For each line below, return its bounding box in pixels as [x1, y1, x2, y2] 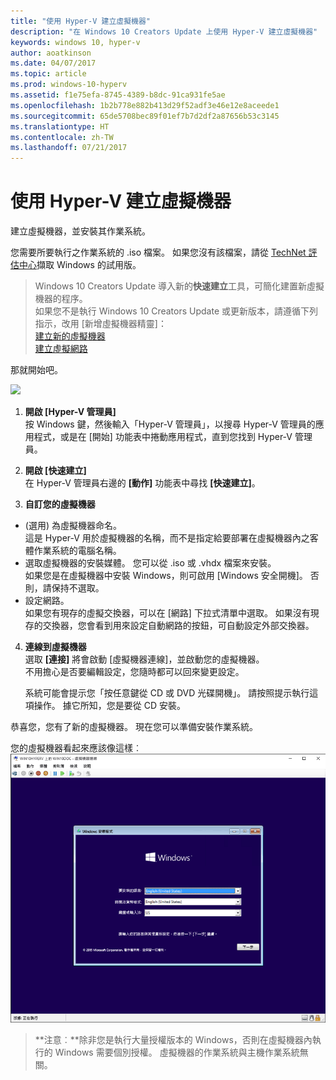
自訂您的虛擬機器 [24, 498, 96, 510]
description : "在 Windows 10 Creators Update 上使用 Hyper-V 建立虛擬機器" [10, 26, 318, 37]
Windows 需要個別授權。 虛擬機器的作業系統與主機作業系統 [54, 1046, 300, 1059]
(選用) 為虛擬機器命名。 [24, 520, 122, 532]
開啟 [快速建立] [24, 465, 87, 477]
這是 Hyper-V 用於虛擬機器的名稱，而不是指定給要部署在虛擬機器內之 [24, 532, 310, 544]
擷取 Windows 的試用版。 [36, 259, 142, 271]
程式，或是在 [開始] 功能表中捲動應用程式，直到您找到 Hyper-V [33, 431, 293, 443]
